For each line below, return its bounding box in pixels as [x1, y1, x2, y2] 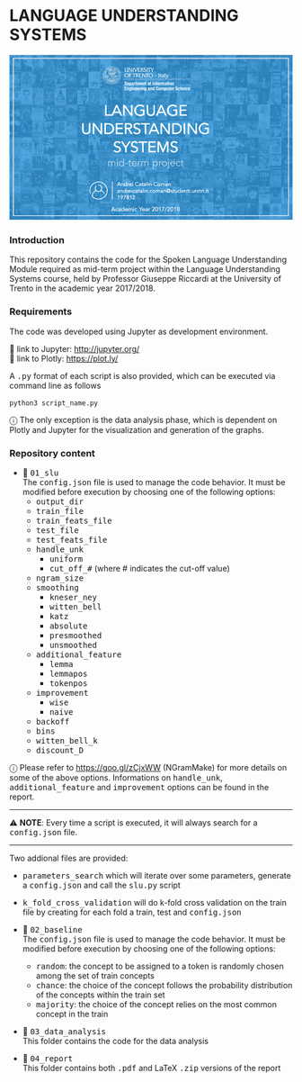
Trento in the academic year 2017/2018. [9, 283, 155, 293]
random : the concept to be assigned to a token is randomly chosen [35, 960, 285, 972]
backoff [35, 717, 70, 727]
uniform [49, 555, 84, 564]
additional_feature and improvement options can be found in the [9, 782, 270, 793]
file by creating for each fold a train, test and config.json [22, 906, 242, 918]
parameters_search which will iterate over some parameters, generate [22, 870, 292, 881]
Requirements [9, 305, 73, 318]
